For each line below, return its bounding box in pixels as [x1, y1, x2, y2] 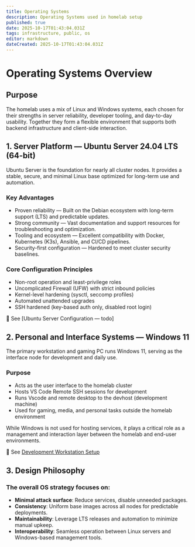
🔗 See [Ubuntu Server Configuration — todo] [6, 315, 114, 322]
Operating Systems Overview [6, 67, 153, 80]
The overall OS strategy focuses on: [6, 483, 110, 491]
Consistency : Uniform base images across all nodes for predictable [14, 503, 179, 510]
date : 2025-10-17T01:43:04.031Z [6, 25, 85, 31]
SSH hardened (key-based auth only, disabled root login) [14, 303, 152, 311]
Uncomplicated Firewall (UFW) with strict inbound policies [14, 285, 155, 292]
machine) [14, 401, 37, 408]
